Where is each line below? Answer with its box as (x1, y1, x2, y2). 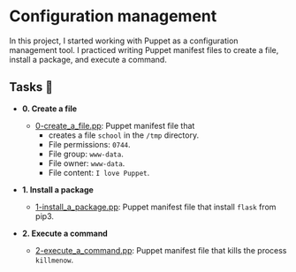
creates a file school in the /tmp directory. (48, 130, 200, 140)
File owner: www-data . (48, 157, 125, 169)
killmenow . (34, 254, 74, 265)
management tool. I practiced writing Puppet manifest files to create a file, (9, 44, 279, 55)
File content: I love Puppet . (48, 167, 150, 178)
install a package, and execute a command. (9, 54, 168, 64)
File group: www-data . (48, 148, 124, 159)
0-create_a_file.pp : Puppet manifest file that (34, 120, 195, 131)
